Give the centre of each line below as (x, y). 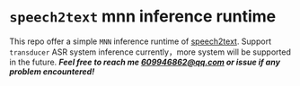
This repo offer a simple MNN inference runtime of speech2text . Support (141, 41)
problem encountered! (52, 71)
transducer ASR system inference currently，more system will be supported (150, 52)
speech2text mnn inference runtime (143, 17)
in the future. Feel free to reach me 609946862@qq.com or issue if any (145, 62)
